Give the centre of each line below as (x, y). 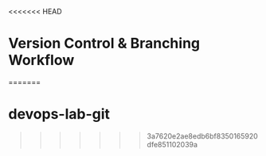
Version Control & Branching (104, 44)
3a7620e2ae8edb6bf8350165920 (203, 136)
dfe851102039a (172, 144)
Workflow (41, 61)
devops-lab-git (59, 114)
